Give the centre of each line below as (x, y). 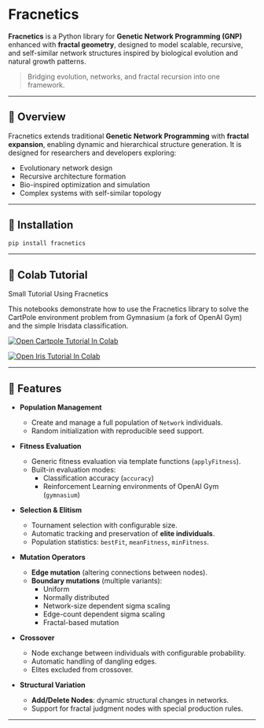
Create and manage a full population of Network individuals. (127, 423)
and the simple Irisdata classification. (68, 326)
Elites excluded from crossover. (82, 670)
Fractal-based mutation (81, 623)
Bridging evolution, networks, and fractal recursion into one (123, 76)
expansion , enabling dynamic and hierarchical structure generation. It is (125, 144)
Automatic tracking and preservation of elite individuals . (123, 534)
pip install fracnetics (47, 243)
